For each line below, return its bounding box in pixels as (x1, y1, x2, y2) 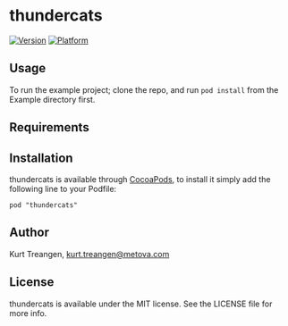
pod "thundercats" (9, 200, 78, 210)
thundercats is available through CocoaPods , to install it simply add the (9, 173, 271, 184)
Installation (9, 150, 73, 165)
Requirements (9, 120, 89, 135)
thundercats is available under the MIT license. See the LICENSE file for (9, 298, 273, 309)
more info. (9, 307, 47, 318)
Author (9, 225, 49, 240)
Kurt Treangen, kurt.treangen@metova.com (9, 248, 170, 259)
